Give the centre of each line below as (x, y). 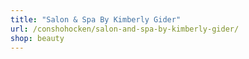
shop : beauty (37, 38)
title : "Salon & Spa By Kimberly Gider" (96, 19)
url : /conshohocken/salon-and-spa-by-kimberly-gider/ (125, 29)
